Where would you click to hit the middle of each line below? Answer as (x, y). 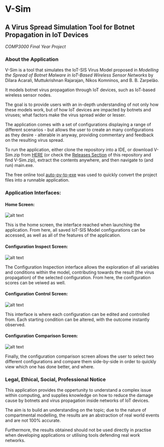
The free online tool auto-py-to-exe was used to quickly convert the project (81, 175)
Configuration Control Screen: (36, 294)
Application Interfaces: (33, 193)
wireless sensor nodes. (28, 95)
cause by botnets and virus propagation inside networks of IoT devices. (77, 400)
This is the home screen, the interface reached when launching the (73, 225)
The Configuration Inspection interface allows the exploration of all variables (82, 267)
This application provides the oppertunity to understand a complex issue (78, 390)
